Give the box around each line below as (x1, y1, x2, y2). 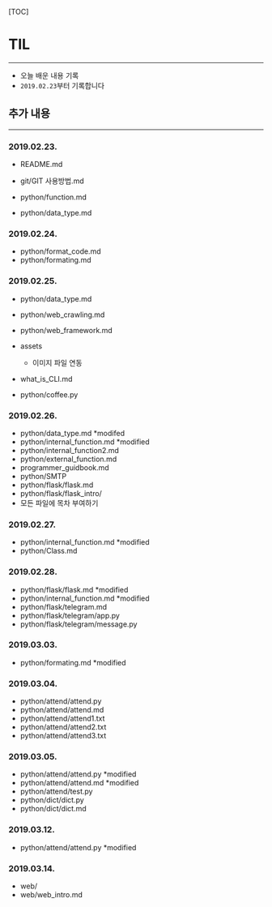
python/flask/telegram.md (19, 601, 108, 611)
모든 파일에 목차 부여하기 (19, 498, 99, 507)
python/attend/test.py (19, 786, 93, 797)
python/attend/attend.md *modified (19, 778, 139, 788)
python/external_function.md (19, 454, 117, 464)
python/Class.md (19, 546, 78, 556)
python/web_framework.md (19, 325, 113, 335)
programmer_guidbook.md (19, 462, 109, 473)
